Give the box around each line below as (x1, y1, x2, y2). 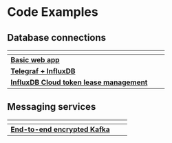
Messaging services (7, 101, 96, 113)
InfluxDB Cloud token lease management (10, 77, 148, 87)
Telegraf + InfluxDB (10, 66, 76, 76)
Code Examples (7, 4, 98, 20)
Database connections (7, 32, 107, 44)
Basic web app (10, 55, 60, 64)
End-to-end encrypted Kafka (10, 124, 110, 134)
